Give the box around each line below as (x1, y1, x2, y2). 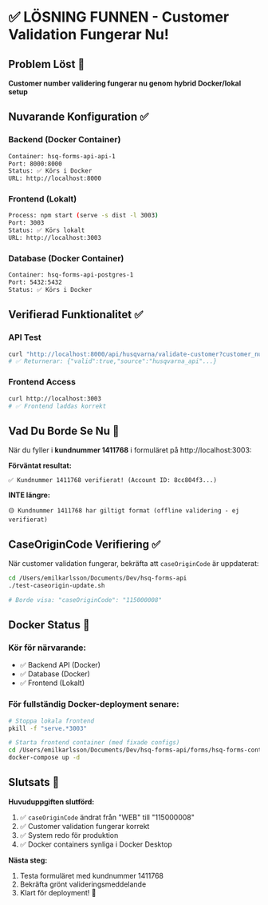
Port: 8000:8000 (8, 160, 62, 168)
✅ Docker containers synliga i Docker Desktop (19, 839, 173, 849)
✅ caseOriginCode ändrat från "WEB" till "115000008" (19, 812, 195, 822)
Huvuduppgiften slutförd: (8, 796, 95, 807)
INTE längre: (8, 490, 50, 500)
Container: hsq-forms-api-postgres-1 (8, 271, 134, 279)
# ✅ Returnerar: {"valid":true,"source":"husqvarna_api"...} (8, 357, 218, 365)
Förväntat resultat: (8, 460, 72, 471)
